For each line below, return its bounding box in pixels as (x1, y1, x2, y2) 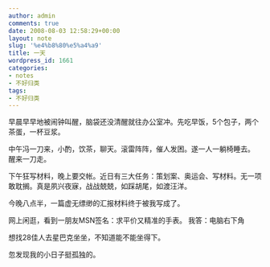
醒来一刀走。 (8, 154, 51, 164)
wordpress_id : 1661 (8, 57, 74, 65)
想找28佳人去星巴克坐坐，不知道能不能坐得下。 (8, 232, 166, 242)
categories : (8, 64, 48, 72)
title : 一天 (8, 49, 46, 57)
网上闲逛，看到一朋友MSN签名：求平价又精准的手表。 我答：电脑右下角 (8, 216, 245, 225)
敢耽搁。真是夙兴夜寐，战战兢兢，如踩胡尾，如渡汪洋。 (8, 182, 191, 191)
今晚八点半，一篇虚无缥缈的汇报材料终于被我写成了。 (8, 199, 185, 208)
